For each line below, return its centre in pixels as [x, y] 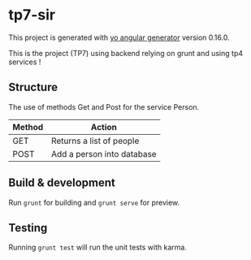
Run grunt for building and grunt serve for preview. [94, 202]
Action [104, 127]
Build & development [62, 183]
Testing [28, 228]
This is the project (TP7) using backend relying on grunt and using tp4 [126, 53]
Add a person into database [104, 154]
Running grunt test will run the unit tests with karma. [97, 247]
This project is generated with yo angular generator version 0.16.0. [119, 37]
